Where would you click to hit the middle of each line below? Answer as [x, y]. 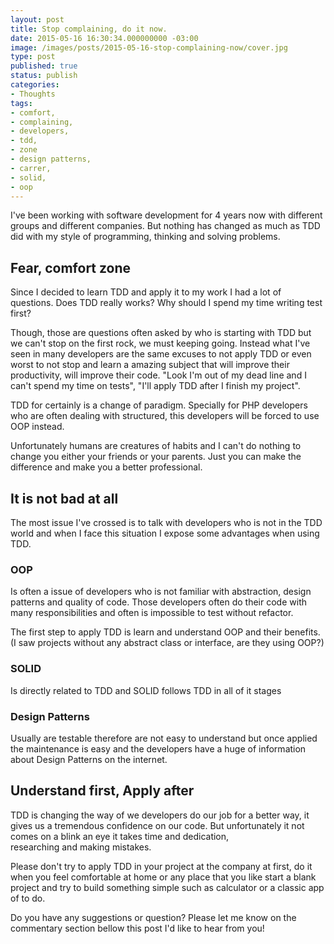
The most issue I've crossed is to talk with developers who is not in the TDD [166, 522]
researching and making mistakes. [81, 847]
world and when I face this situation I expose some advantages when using [165, 533]
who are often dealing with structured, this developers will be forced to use [165, 416]
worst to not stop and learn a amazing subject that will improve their [150, 365]
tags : [21, 103]
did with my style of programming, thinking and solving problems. [145, 237]
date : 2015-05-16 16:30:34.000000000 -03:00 [104, 38]
